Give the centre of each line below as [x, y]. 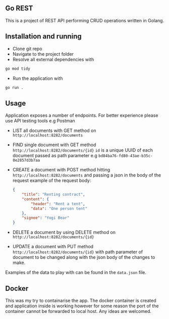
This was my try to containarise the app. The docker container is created [81, 301]
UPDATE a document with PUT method [53, 247]
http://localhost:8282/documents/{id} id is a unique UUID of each [82, 150]
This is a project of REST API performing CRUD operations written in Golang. [85, 20]
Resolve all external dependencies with [53, 59]
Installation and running [43, 37]
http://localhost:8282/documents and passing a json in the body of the [87, 175]
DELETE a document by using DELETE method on [64, 233]
